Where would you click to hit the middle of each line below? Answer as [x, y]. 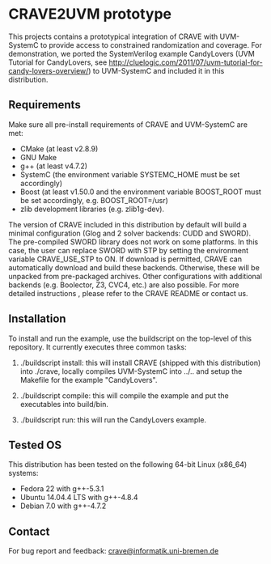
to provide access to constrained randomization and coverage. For [151, 45]
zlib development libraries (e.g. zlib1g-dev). [92, 209]
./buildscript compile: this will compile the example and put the [124, 395]
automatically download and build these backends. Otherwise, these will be [134, 267]
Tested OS [35, 445]
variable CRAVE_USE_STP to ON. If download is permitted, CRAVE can [125, 259]
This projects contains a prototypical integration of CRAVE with [113, 36]
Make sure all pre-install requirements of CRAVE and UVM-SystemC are [128, 124]
